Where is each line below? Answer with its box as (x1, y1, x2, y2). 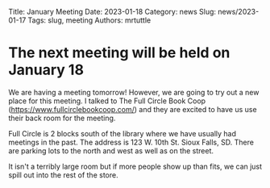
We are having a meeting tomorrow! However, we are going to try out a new (8, 87, 260, 97)
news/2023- (217, 7, 260, 16)
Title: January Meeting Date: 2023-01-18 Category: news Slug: (8, 7, 216, 16)
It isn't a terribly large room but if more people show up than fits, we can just (8, 161, 263, 171)
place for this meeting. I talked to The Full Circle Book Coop (8, 96, 206, 106)
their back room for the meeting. (8, 113, 116, 123)
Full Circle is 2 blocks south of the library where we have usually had (8, 128, 236, 138)
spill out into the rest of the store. (8, 169, 118, 180)
